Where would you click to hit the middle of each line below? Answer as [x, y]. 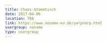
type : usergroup [22, 32]
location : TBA [20, 18]
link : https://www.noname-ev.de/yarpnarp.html [54, 23]
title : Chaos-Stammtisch [31, 9]
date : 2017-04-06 [23, 14]
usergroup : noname [24, 28]
